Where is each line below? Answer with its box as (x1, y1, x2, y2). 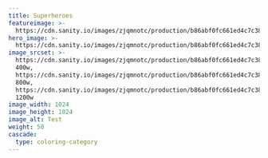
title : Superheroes (8, 11, 73, 20)
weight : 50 (8, 123, 45, 131)
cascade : (8, 130, 37, 138)
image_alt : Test (8, 116, 62, 124)
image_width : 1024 (8, 101, 69, 109)
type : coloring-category (15, 137, 98, 146)
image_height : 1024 (8, 109, 73, 117)
